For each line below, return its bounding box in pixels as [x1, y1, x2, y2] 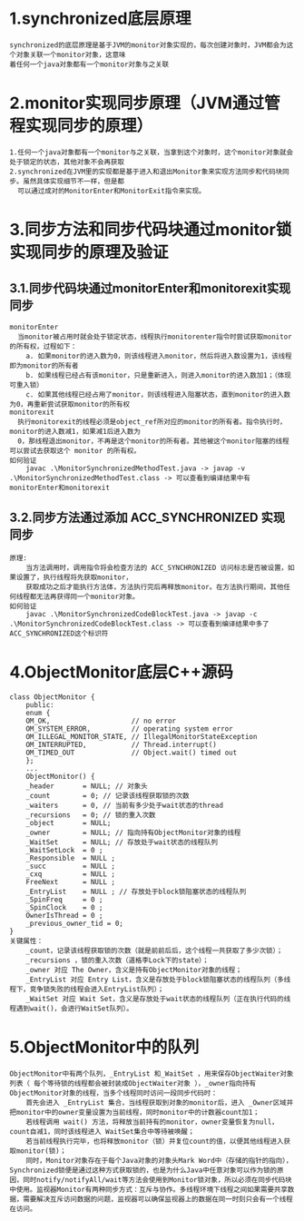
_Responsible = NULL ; [25, 853, 116, 862]
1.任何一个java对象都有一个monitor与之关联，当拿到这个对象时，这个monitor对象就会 [9, 147, 293, 157]
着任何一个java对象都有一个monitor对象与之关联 [9, 60, 170, 69]
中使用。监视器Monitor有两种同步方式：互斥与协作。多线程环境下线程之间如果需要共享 [9, 1185, 289, 1194]
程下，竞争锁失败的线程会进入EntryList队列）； [9, 984, 165, 994]
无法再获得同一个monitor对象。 [35, 592, 140, 601]
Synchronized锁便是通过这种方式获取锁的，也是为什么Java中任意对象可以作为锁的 [9, 1166, 278, 1175]
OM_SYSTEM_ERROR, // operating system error [25, 724, 233, 734]
